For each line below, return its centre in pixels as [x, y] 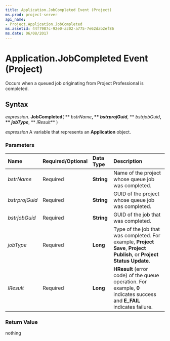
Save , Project [130, 248]
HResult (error [131, 269]
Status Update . [132, 261]
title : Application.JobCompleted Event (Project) [59, 10]
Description [128, 161]
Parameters [20, 145]
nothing [13, 333]
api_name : [16, 19]
